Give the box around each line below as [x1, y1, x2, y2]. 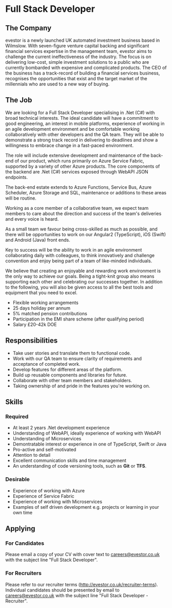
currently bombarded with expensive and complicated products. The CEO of [5, 65, 167, 70]
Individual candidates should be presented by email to [5, 587, 120, 593]
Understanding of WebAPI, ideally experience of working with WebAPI [12, 430, 161, 436]
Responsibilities [5, 336, 58, 345]
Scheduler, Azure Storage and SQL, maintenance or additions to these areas [5, 189, 167, 195]
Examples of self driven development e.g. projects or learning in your [12, 504, 159, 510]
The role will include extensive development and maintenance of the [5, 152, 150, 158]
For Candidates [5, 540, 45, 547]
